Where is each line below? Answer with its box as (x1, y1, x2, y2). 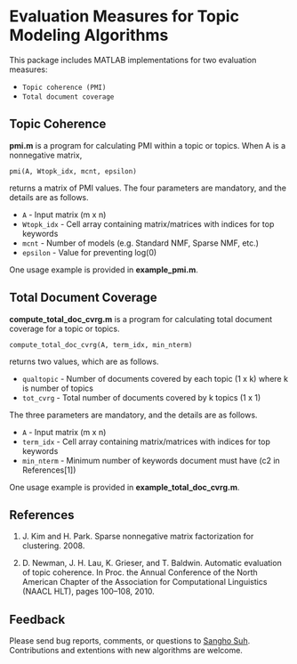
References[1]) (21, 465, 76, 475)
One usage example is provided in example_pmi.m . (9, 264, 198, 275)
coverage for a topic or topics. (9, 323, 120, 334)
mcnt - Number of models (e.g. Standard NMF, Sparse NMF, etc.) (21, 238, 260, 248)
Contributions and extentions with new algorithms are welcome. (9, 645, 243, 656)
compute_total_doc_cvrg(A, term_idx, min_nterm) (9, 340, 193, 349)
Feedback (9, 611, 66, 627)
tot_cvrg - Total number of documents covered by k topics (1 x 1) (21, 392, 261, 402)
